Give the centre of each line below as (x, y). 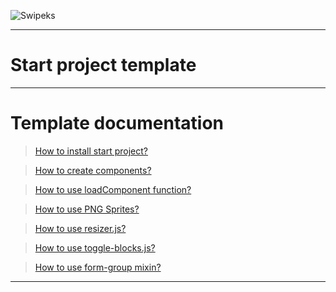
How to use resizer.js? (80, 228)
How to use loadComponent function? (113, 189)
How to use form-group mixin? (98, 267)
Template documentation (117, 123)
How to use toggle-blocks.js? (95, 247)
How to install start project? (91, 151)
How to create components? (93, 170)
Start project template (103, 65)
